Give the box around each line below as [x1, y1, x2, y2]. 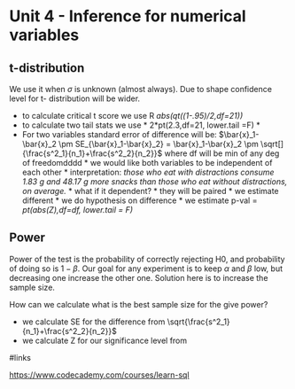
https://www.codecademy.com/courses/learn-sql [9, 370, 190, 380]
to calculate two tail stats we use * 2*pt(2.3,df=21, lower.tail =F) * [21, 120, 261, 130]
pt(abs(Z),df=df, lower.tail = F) [21, 205, 134, 214]
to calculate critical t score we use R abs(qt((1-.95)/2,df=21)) [21, 111, 244, 121]
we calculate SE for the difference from [21, 316, 166, 327]
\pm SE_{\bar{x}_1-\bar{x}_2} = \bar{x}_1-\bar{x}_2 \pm [58, 139, 259, 149]
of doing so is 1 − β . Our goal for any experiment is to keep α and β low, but [9, 263, 283, 274]
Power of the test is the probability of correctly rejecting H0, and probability [9, 253, 285, 264]
